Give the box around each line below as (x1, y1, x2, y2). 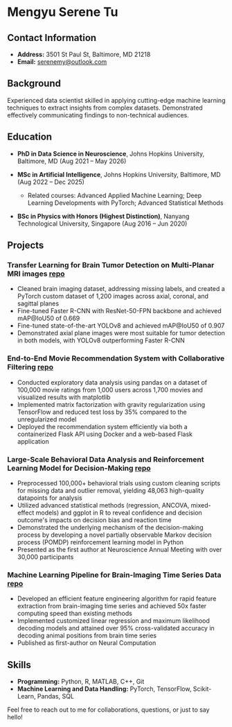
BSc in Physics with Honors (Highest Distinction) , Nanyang (17, 212, 190, 220)
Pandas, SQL (37, 692, 75, 701)
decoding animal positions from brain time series (17, 631, 157, 640)
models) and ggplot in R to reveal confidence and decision (35, 508, 202, 517)
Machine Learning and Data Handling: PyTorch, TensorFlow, (17, 685, 192, 693)
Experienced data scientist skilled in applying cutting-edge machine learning (7, 96, 226, 104)
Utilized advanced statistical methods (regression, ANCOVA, (17, 501, 190, 509)
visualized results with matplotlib (17, 393, 111, 401)
